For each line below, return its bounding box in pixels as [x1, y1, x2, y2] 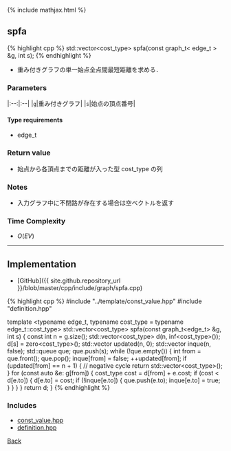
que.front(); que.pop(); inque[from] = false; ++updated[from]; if [7, 354, 187, 363]
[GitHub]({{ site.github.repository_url [16, 276, 121, 285]
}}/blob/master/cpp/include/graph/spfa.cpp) [16, 284, 143, 292]
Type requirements [7, 115, 63, 124]
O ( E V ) [16, 232, 34, 240]
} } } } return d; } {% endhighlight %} [7, 384, 111, 392]
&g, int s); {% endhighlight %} [7, 51, 91, 59]
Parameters [7, 82, 47, 92]
